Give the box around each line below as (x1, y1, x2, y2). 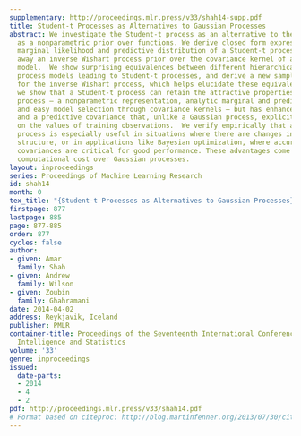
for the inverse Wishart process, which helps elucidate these (17, 80, 258, 89)
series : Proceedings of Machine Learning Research (9, 171, 202, 180)
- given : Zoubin (9, 287, 70, 296)
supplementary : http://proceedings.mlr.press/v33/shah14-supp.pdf (9, 13, 262, 22)
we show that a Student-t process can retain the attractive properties (17, 88, 295, 97)
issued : (9, 363, 39, 372)
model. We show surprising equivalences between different (17, 64, 246, 73)
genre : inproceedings (9, 355, 90, 363)
